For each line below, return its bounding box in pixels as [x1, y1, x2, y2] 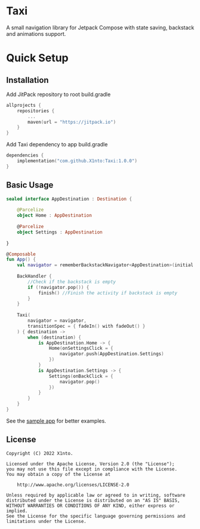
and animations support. [6, 30, 66, 37]
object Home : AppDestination [17, 213, 93, 219]
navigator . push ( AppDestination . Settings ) [59, 351, 164, 357]
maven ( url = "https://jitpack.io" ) [27, 119, 116, 125]
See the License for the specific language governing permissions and [6, 513, 186, 519]
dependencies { [6, 152, 44, 159]
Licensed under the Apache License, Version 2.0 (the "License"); [6, 461, 175, 467]
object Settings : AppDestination [17, 229, 103, 235]
